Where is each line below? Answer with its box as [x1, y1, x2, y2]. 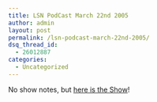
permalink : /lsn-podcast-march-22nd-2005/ [8, 33, 150, 42]
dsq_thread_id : [8, 41, 58, 49]
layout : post [8, 26, 51, 34]
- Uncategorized [15, 63, 69, 71]
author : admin [8, 19, 55, 27]
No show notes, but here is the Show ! [8, 85, 130, 94]
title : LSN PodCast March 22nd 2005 [8, 11, 129, 20]
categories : [8, 56, 47, 64]
